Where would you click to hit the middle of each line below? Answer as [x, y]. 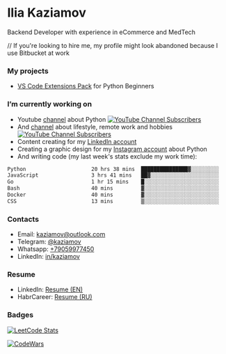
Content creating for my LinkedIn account [77, 141]
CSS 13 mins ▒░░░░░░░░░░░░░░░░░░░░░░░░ [113, 201]
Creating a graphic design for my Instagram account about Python [112, 149]
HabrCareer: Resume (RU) [55, 297]
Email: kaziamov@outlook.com [61, 234]
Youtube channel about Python [62, 119]
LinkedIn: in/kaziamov [48, 257]
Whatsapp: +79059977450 [56, 249]
